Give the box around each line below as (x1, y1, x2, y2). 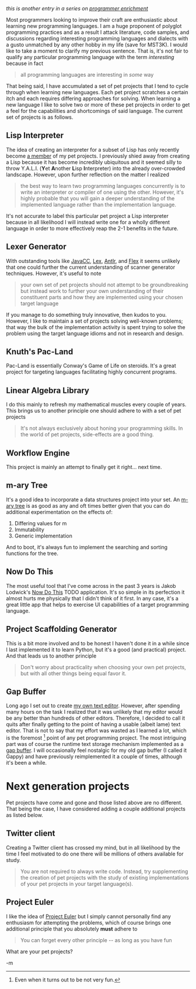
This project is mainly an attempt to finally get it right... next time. (6, 464, 162, 471)
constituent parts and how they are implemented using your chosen (20, 293, 183, 300)
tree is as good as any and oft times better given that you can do (15, 502, 170, 509)
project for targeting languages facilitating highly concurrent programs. (6, 368, 177, 375)
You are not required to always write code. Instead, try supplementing (20, 868, 188, 875)
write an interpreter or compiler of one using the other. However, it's (20, 189, 184, 196)
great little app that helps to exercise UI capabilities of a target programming (6, 601, 190, 608)
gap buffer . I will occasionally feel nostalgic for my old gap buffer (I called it (6, 747, 187, 754)
